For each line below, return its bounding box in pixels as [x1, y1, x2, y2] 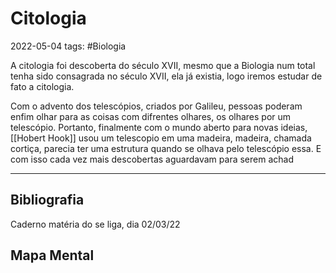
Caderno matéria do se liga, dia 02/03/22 [10, 218, 181, 230]
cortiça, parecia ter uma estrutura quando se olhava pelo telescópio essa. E [10, 142, 322, 154]
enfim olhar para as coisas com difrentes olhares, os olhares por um [10, 110, 292, 122]
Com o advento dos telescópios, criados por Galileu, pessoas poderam [10, 100, 303, 112]
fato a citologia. [10, 80, 75, 92]
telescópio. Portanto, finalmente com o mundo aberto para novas [10, 121, 279, 133]
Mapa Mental [10, 247, 95, 264]
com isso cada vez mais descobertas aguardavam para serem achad [10, 153, 294, 165]
